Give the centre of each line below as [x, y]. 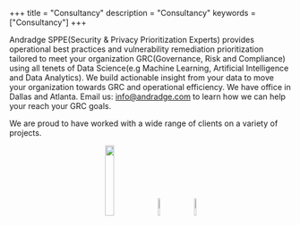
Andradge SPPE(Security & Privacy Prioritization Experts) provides [132, 40]
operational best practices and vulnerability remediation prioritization [137, 49]
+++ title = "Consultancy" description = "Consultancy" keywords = [133, 13]
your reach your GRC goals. [60, 106]
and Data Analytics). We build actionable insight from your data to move [142, 78]
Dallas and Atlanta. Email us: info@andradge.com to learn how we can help [148, 96]
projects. [26, 133]
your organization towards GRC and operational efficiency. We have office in [150, 87]
